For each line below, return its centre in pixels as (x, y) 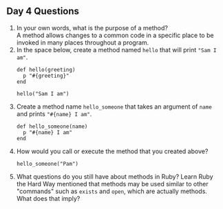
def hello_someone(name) (52, 126)
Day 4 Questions (43, 11)
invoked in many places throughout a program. (83, 42)
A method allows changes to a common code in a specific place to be (115, 35)
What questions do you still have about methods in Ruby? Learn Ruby (115, 176)
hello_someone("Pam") (47, 164)
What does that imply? (48, 198)
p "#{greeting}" (46, 76)
